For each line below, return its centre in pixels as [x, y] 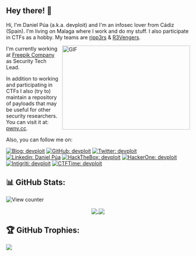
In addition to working [32, 78]
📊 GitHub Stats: [36, 183]
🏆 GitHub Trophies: [43, 231]
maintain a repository [32, 97]
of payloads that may [32, 103]
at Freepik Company [30, 55]
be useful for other [29, 109]
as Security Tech [26, 61]
